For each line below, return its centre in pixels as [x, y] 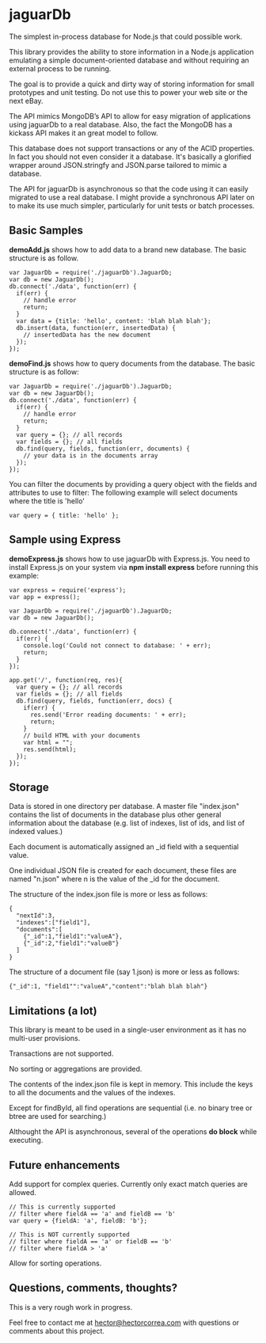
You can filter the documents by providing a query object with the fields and [133, 484]
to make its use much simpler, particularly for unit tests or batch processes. [132, 205]
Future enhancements [65, 1165]
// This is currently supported [62, 1207]
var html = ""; [48, 742]
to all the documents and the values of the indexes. [92, 1093]
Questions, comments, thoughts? [93, 1288]
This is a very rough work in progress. [71, 1307]
